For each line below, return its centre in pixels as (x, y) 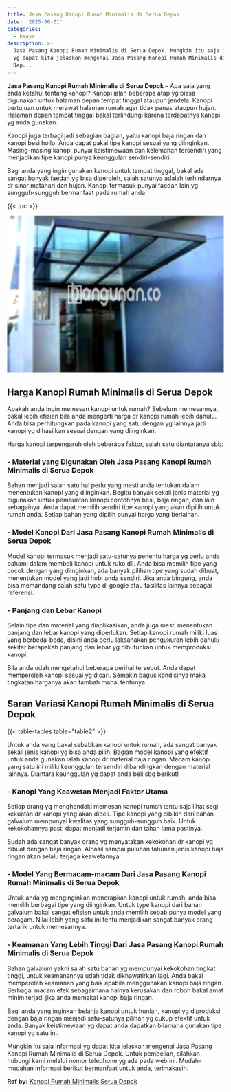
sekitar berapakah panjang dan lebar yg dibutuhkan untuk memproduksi (109, 647)
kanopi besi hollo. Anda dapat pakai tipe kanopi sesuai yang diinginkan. (108, 143)
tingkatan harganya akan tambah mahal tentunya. (77, 682)
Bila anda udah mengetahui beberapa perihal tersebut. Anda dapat (101, 667)
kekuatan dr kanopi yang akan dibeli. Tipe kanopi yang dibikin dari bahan (111, 814)
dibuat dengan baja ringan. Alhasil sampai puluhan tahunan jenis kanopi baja (115, 849)
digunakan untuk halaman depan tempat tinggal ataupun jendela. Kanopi (110, 100)
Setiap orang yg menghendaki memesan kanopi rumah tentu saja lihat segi (113, 807)
